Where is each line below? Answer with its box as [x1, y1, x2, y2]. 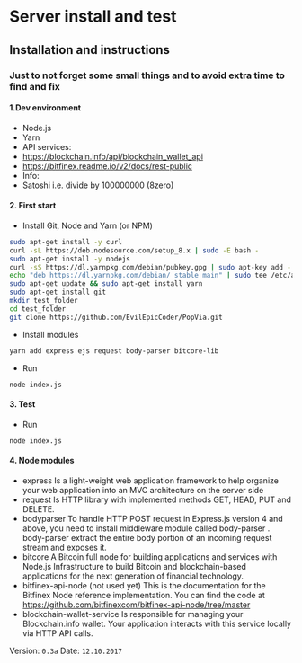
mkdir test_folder [9, 296, 78, 305]
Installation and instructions [9, 42, 171, 57]
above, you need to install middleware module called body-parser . [22, 523, 271, 534]
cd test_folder [9, 304, 67, 314]
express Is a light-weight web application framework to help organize [22, 474, 279, 486]
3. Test [9, 399, 36, 410]
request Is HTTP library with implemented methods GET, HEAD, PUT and [22, 494, 292, 505]
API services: [22, 141, 72, 152]
